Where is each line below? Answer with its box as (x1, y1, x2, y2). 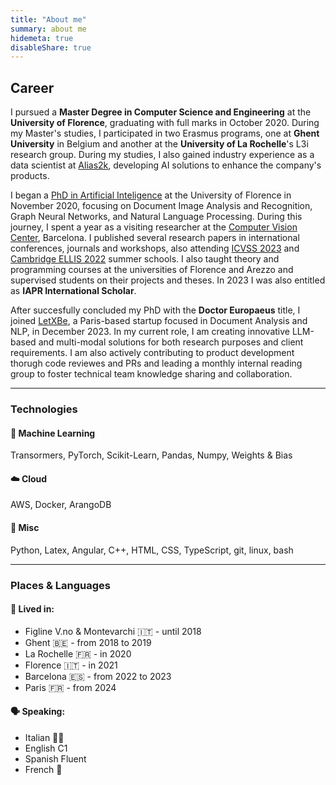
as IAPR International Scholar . (10, 285, 137, 297)
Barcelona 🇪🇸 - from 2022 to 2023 (24, 670, 172, 682)
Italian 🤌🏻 (24, 731, 65, 743)
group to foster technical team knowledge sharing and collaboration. (10, 368, 293, 380)
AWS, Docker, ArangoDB (10, 499, 112, 511)
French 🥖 (24, 763, 63, 775)
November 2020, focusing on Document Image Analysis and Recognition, (10, 200, 313, 212)
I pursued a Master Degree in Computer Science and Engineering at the (10, 106, 312, 118)
